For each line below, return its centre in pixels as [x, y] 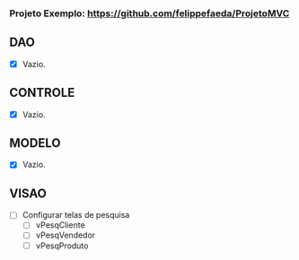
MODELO [35, 143]
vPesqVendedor [66, 235]
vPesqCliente [60, 225]
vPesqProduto [62, 246]
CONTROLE [42, 93]
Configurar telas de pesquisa [76, 215]
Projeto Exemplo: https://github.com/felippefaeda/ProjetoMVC [149, 13]
